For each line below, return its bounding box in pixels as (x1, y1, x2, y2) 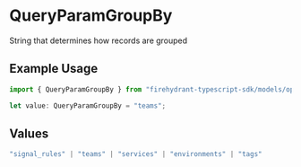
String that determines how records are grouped (9, 35, 188, 46)
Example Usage (9, 61, 99, 76)
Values (9, 126, 49, 141)
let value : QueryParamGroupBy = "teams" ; (9, 101, 167, 110)
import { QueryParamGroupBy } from (9, 84, 142, 94)
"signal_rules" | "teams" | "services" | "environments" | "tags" (9, 150, 262, 159)
